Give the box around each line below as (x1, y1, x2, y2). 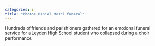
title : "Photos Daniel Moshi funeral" (5, 12, 85, 16)
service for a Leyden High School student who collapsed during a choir (5, 30, 149, 36)
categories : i (5, 7, 34, 12)
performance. (5, 35, 33, 41)
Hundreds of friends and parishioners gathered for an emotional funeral (5, 25, 151, 31)
